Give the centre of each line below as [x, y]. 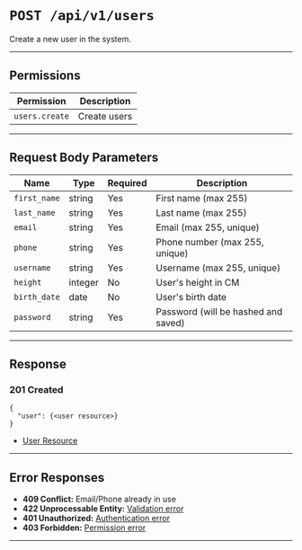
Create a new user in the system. [71, 39]
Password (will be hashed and [219, 311]
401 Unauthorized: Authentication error [96, 519]
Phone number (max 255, [210, 242]
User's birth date [191, 297]
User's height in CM [198, 282]
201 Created [36, 389]
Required [127, 182]
